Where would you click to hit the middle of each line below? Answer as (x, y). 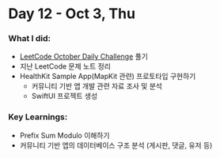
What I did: (30, 39)
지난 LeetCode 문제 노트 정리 (65, 66)
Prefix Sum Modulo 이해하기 (64, 135)
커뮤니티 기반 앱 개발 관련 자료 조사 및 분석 (97, 86)
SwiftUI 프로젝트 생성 (64, 96)
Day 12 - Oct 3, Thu (72, 14)
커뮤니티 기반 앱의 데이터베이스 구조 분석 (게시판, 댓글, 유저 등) (116, 145)
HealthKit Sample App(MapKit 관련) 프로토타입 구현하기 (108, 77)
